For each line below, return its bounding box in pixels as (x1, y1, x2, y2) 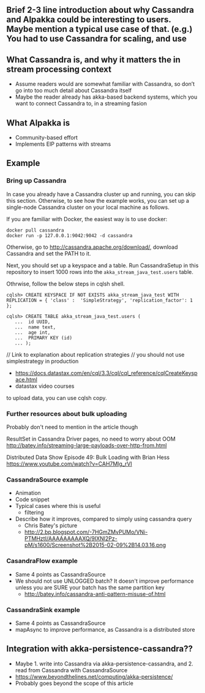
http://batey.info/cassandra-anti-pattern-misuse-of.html (24, 590, 166, 597)
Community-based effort (15, 134, 78, 142)
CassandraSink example (6, 605, 81, 614)
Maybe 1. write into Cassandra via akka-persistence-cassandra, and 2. (15, 660, 194, 667)
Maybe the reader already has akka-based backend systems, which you (15, 93, 198, 100)
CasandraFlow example (6, 557, 78, 566)
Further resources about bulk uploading (6, 409, 127, 418)
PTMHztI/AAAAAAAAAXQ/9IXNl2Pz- (24, 535, 117, 542)
